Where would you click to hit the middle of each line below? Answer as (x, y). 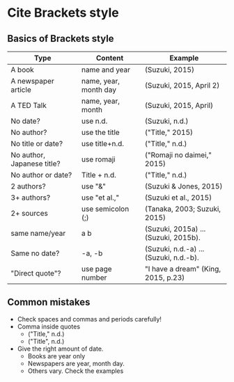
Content (110, 58)
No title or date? (37, 144)
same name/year (38, 233)
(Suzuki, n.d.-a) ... (175, 249)
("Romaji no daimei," (179, 155)
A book (23, 70)
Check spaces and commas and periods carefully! (89, 319)
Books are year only (56, 356)
